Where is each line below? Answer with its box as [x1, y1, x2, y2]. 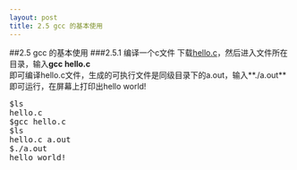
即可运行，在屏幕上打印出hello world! [9, 81, 147, 91]
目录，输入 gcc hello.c [9, 58, 91, 69]
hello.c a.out [9, 134, 72, 144]
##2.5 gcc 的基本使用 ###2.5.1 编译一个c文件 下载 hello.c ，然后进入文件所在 [9, 47, 288, 58]
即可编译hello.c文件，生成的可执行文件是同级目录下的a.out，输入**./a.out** [9, 69, 287, 81]
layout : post [9, 13, 58, 22]
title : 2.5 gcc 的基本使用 [9, 21, 103, 30]
